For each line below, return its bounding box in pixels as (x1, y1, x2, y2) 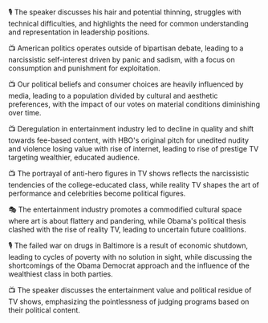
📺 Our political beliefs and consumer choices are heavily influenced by (8, 79, 244, 89)
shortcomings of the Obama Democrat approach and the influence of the (8, 260, 250, 270)
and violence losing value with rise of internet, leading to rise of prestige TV (8, 144, 259, 153)
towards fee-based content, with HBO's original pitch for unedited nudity (8, 135, 250, 145)
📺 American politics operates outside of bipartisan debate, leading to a (8, 43, 244, 53)
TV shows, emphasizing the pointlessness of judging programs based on (8, 297, 250, 306)
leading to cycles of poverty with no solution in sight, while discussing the (8, 252, 253, 261)
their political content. (8, 305, 80, 315)
